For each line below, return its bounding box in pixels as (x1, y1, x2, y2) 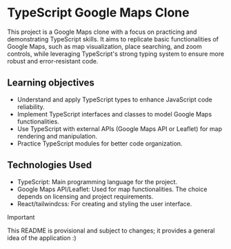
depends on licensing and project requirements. (17, 192, 154, 201)
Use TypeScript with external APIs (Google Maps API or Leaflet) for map (17, 124, 223, 132)
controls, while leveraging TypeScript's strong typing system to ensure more (7, 50, 225, 58)
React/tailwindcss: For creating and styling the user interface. (17, 199, 192, 208)
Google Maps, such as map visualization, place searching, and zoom (7, 42, 202, 50)
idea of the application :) (7, 233, 77, 242)
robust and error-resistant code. (7, 57, 99, 65)
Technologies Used (7, 159, 92, 171)
